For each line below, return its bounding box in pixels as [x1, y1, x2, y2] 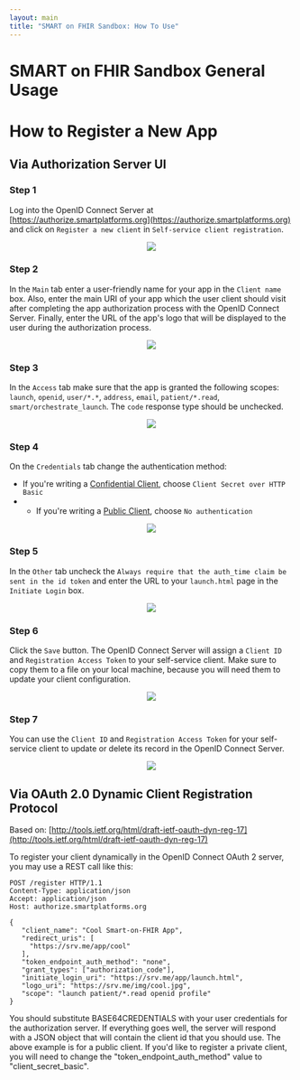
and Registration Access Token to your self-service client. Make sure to [9, 655, 277, 666]
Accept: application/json [9, 895, 106, 904]
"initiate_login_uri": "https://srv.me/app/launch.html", [21, 973, 244, 982]
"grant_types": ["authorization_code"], [21, 965, 176, 975]
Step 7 [9, 712, 38, 725]
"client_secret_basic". [9, 1061, 90, 1072]
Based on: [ [9, 824, 52, 835]
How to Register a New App [9, 121, 218, 141]
